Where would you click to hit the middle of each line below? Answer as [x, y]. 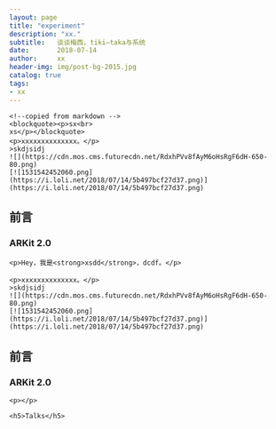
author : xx [37, 59]
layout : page [33, 17]
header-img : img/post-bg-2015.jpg [73, 68]
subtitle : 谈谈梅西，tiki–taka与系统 [78, 42]
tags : [19, 83]
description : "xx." [45, 34]
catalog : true [35, 75]
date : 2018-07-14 [53, 51]
